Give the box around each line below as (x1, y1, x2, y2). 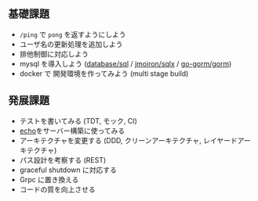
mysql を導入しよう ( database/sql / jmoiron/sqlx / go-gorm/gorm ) (19, 59, 232, 68)
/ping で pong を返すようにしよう (19, 30, 127, 39)
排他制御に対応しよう (19, 49, 89, 59)
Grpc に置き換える (19, 174, 79, 184)
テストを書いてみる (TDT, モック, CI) (19, 116, 137, 125)
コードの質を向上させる (19, 185, 96, 194)
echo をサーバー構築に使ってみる (19, 126, 125, 135)
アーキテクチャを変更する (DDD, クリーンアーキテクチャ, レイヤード (19, 135, 238, 145)
